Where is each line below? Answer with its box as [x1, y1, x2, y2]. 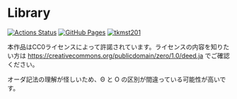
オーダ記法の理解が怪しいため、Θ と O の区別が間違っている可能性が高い [7, 75, 221, 84]
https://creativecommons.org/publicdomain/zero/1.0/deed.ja [27, 51, 204, 60]
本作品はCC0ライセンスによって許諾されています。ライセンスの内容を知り [7, 42, 224, 51]
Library [7, 5, 51, 21]
